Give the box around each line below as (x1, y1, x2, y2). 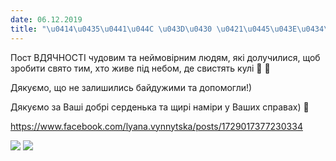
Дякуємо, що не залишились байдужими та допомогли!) (10, 81, 253, 93)
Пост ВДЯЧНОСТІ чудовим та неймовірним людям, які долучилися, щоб (10, 51, 321, 63)
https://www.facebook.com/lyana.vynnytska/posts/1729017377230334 (10, 120, 303, 132)
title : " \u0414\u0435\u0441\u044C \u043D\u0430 (10, 24, 213, 34)
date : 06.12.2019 (10, 14, 83, 25)
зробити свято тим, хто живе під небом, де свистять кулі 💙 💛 (10, 62, 271, 74)
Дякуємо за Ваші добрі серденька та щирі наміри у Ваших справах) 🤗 (10, 101, 310, 113)
